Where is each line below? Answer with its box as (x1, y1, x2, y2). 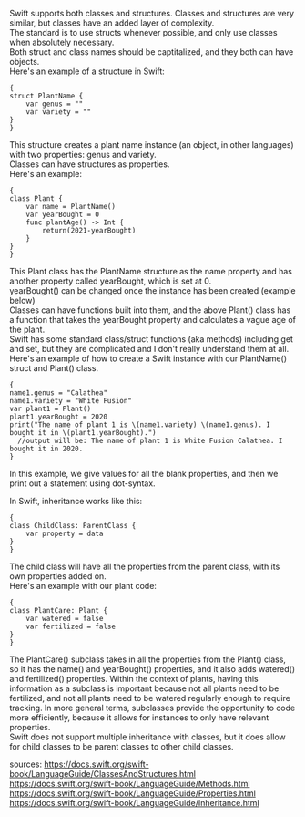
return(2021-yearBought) (42, 226, 137, 235)
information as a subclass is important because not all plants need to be (9, 683, 280, 694)
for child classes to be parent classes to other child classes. (9, 741, 234, 751)
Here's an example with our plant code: (9, 581, 158, 591)
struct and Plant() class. (9, 363, 98, 373)
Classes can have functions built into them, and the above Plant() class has (9, 305, 291, 315)
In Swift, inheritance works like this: (9, 496, 143, 506)
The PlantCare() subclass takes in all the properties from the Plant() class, (9, 654, 287, 665)
